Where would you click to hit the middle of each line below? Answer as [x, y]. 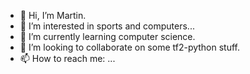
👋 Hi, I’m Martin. [53, 15]
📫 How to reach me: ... [67, 58]
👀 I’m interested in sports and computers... [107, 26]
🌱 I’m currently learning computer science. [107, 36]
